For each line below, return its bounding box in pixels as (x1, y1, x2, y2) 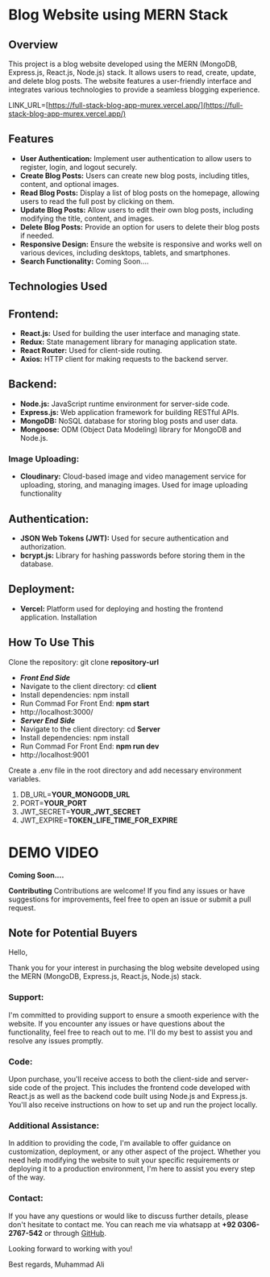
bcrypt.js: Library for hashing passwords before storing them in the (19, 550, 246, 560)
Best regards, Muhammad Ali (8, 1259, 105, 1269)
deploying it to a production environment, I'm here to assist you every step (8, 1164, 255, 1174)
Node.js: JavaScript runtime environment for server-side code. (19, 399, 230, 408)
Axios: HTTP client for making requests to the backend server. (19, 354, 228, 364)
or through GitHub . (44, 1228, 107, 1238)
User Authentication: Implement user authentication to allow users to (19, 153, 252, 163)
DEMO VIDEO (8, 844, 99, 861)
